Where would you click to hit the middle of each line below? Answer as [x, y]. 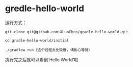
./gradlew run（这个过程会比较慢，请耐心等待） [49, 50]
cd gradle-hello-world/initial [37, 40]
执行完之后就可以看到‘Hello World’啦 [42, 60]
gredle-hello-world [45, 9]
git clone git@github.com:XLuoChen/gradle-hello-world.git [67, 32]
